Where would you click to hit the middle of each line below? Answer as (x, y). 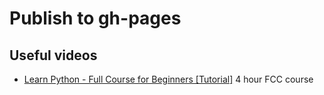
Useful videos (53, 55)
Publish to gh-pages (95, 18)
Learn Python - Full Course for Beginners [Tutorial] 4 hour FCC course (168, 79)
